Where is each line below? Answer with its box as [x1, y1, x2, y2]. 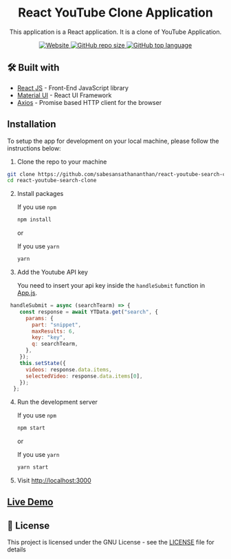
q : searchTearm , [32, 340, 78, 348]
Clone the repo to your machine [16, 157, 107, 166]
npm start [16, 424, 46, 432]
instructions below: [7, 144, 61, 153]
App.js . [16, 288, 38, 297]
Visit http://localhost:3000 [16, 476, 91, 484]
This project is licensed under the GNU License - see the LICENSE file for [7, 538, 214, 547]
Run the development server [16, 398, 98, 406]
